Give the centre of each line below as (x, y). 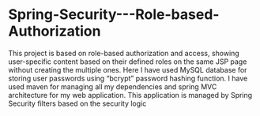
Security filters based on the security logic (77, 103)
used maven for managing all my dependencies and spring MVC (113, 86)
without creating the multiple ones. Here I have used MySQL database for (128, 69)
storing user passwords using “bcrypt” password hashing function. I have (128, 78)
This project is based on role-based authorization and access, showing (124, 53)
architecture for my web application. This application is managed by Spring (130, 95)
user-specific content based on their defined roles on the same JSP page (128, 62)
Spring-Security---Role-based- (114, 15)
